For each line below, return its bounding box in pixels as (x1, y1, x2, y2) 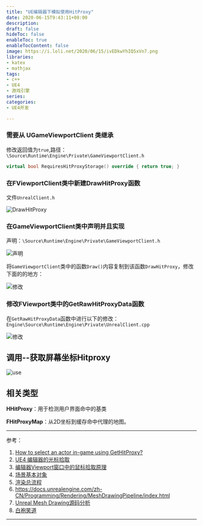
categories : (6, 99, 36, 105)
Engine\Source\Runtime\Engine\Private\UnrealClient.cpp (6, 322, 150, 328)
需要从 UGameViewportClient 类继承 (6, 131, 114, 139)
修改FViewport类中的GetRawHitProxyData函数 (6, 300, 145, 308)
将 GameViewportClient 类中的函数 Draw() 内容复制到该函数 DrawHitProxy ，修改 (6, 263, 194, 270)
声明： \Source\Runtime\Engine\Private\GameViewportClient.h (6, 237, 161, 244)
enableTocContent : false (6, 43, 69, 49)
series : (6, 93, 26, 99)
